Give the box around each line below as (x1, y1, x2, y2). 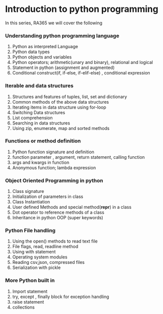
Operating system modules (12, 254, 68, 260)
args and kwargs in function (12, 159, 70, 165)
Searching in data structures (12, 120, 70, 126)
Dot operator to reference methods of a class (12, 209, 105, 215)
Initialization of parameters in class (12, 193, 83, 199)
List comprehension (12, 115, 53, 121)
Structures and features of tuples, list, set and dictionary (12, 93, 127, 100)
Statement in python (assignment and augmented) (12, 64, 115, 70)
